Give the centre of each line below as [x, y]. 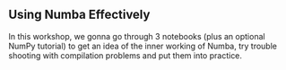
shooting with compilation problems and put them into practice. [126, 55]
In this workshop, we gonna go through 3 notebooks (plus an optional [137, 36]
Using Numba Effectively [79, 15]
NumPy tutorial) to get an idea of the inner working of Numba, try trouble [143, 46]
